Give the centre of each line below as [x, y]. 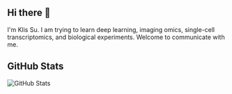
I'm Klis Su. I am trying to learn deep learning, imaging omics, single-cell [111, 29]
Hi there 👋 [29, 13]
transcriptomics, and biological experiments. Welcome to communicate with [116, 37]
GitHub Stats [36, 66]
